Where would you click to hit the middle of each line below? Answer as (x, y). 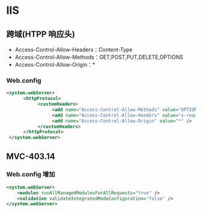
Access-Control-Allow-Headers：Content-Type (74, 49)
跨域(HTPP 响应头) (41, 34)
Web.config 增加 (31, 175)
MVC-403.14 (31, 156)
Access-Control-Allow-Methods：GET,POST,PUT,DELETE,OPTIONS (99, 57)
